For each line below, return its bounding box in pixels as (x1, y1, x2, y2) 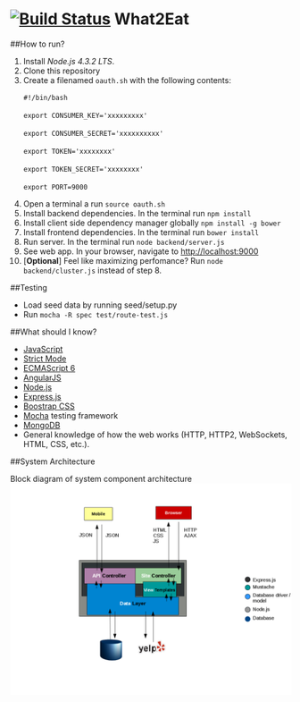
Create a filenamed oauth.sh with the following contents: (22, 74, 231, 85)
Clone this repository (22, 65, 101, 76)
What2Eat (113, 9, 190, 30)
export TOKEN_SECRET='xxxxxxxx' (22, 165, 144, 173)
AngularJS (22, 372, 62, 383)
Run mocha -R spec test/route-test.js (22, 309, 169, 319)
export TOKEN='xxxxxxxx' (22, 147, 116, 156)
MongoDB (22, 419, 61, 430)
